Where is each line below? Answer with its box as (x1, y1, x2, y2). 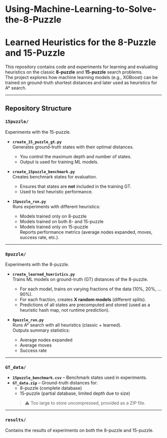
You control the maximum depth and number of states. (19, 153, 132, 160)
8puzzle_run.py (12, 318, 44, 323)
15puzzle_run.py (12, 199, 46, 204)
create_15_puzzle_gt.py (12, 139, 62, 145)
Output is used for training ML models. (19, 159, 99, 165)
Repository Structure (5, 104, 72, 112)
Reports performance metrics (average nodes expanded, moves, (19, 229, 153, 235)
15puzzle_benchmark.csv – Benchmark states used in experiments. (12, 374, 148, 381)
